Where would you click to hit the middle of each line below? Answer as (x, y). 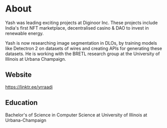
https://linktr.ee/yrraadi (29, 87)
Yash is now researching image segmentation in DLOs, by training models (81, 43)
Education (22, 103)
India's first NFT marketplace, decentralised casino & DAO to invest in (77, 28)
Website (18, 75)
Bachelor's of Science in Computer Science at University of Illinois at (76, 115)
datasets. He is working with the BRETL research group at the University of (82, 54)
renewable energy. (25, 33)
